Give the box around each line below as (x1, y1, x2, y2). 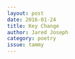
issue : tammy (7, 41, 44, 48)
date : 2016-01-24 (7, 16, 57, 23)
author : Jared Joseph (7, 28, 69, 36)
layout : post (7, 9, 44, 17)
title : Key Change (7, 22, 59, 29)
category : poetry (7, 35, 57, 42)
